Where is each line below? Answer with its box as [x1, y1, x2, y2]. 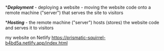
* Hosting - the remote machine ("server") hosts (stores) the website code [5, 20, 159, 25]
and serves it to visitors [5, 25, 54, 31]
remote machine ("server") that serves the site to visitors [5, 10, 124, 16]
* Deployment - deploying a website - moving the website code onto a [5, 5, 151, 10]
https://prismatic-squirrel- [51, 35, 106, 40]
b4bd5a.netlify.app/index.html [5, 40, 68, 46]
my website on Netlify [5, 35, 50, 40]
